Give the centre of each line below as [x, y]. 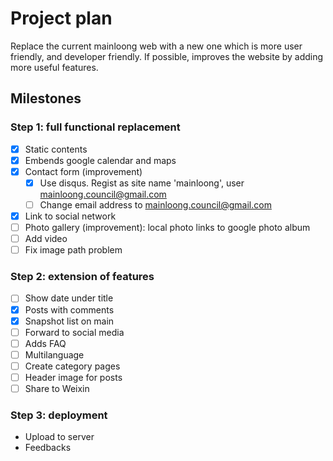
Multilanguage [54, 354]
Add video [46, 239]
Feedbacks [48, 448]
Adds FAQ [45, 343]
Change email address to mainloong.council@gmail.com [155, 204]
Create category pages [72, 366]
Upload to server [59, 437]
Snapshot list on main [69, 321]
